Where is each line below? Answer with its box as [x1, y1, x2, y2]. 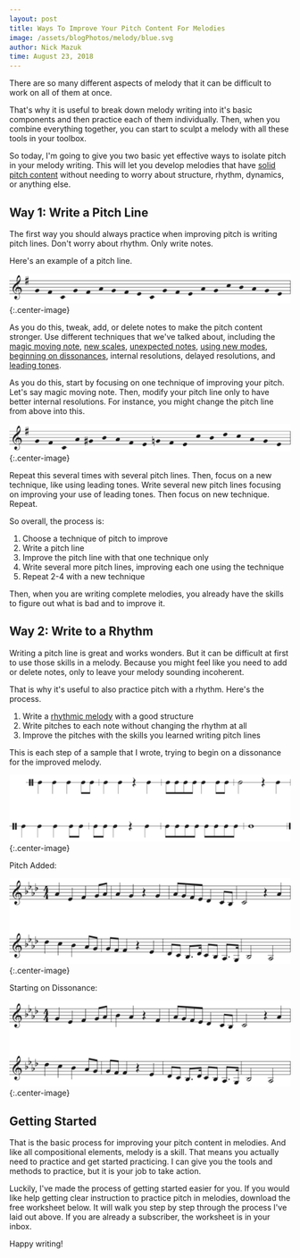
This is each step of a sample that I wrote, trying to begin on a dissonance [9, 747, 281, 757]
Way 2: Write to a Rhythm [9, 624, 154, 639]
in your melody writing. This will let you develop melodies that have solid [9, 160, 276, 171]
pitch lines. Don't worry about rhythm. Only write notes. [9, 238, 214, 249]
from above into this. [9, 406, 86, 417]
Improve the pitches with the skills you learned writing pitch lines [21, 730, 261, 740]
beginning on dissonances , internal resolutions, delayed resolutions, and [9, 350, 276, 361]
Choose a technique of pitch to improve [21, 533, 168, 544]
